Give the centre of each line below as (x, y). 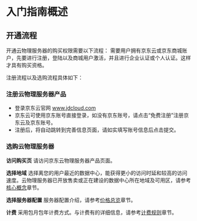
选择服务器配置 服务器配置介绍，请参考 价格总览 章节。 (71, 200)
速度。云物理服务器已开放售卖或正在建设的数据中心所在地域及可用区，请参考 (98, 180)
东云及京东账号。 (35, 123)
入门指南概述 (37, 12)
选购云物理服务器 (30, 147)
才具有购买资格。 (27, 65)
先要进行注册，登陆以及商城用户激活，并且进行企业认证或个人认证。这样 (103, 58)
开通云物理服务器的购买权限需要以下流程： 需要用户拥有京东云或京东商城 (94, 51)
